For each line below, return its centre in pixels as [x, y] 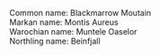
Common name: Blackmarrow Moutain [80, 13]
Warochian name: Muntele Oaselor [73, 31]
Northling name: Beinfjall [55, 41]
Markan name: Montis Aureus [64, 22]
